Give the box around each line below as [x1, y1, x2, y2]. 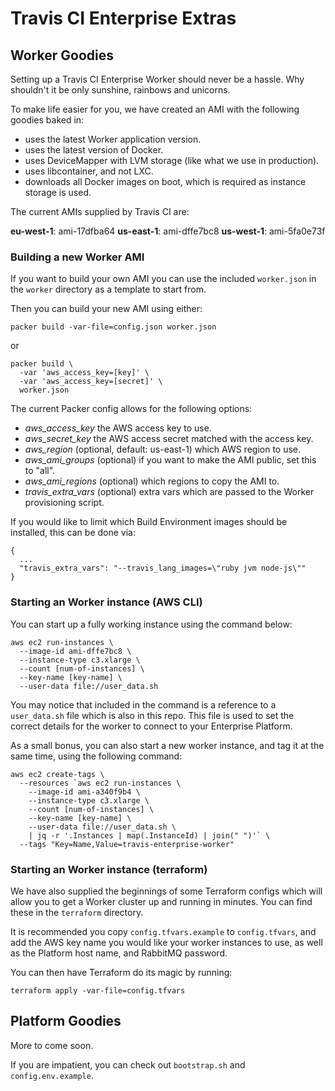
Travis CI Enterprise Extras [10, 7, 237, 30]
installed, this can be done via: [10, 527, 136, 539]
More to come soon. [10, 1039, 94, 1051]
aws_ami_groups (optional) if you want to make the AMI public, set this [24, 454, 317, 466]
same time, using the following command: [10, 750, 183, 762]
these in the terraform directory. [10, 906, 144, 918]
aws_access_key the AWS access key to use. [24, 422, 212, 434]
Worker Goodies [10, 47, 114, 64]
